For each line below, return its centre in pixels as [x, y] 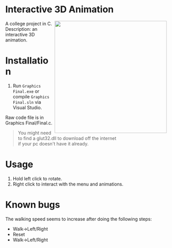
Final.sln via [27, 102]
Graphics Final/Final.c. [29, 123]
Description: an [21, 29]
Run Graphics [27, 86]
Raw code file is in [25, 117]
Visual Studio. [27, 107]
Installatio [27, 61]
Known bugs [33, 205]
